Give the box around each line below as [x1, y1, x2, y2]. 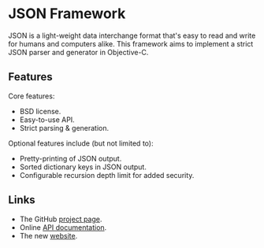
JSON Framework [8, 5, 126, 23]
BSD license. [19, 106, 61, 116]
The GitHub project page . [19, 214, 102, 224]
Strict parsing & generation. [19, 123, 110, 132]
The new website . [19, 231, 78, 240]
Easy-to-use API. [19, 115, 75, 124]
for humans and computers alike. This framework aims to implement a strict [8, 39, 254, 48]
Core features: [8, 91, 55, 101]
